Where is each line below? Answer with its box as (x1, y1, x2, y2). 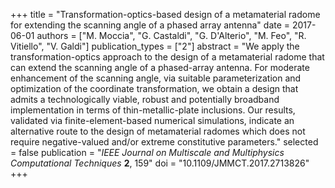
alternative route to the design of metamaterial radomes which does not (10, 125, 306, 137)
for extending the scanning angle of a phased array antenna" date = (10, 19, 291, 31)
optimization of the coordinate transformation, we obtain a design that (10, 83, 299, 94)
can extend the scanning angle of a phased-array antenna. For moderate (10, 62, 310, 73)
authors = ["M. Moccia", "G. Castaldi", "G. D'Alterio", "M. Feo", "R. (36, 30, 307, 41)
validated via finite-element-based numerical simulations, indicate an (10, 115, 295, 126)
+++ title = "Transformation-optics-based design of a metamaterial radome (10, 9, 321, 20)
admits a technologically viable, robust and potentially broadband (10, 94, 280, 105)
